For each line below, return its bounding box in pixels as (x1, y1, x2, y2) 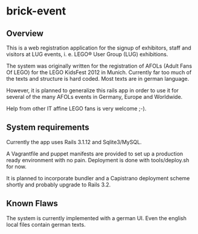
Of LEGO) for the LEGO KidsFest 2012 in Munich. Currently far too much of (6, 69, 192, 76)
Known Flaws (6, 198, 59, 209)
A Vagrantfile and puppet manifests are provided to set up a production (6, 150, 184, 157)
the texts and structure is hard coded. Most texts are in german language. (6, 75, 190, 82)
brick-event (6, 4, 66, 18)
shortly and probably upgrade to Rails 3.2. (6, 181, 111, 188)
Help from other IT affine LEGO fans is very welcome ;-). (6, 105, 147, 112)
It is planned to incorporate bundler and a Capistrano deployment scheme (6, 174, 190, 182)
